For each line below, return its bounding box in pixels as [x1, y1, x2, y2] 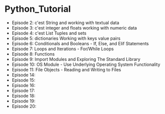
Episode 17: [11, 87, 35, 93]
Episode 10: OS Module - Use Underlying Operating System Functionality [11, 61, 161, 67]
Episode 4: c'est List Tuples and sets [11, 30, 87, 36]
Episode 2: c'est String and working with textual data [11, 20, 120, 26]
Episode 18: [11, 92, 36, 99]
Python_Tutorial [4, 3, 71, 15]
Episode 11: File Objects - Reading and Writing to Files [11, 66, 122, 72]
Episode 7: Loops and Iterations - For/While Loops [11, 46, 114, 52]
